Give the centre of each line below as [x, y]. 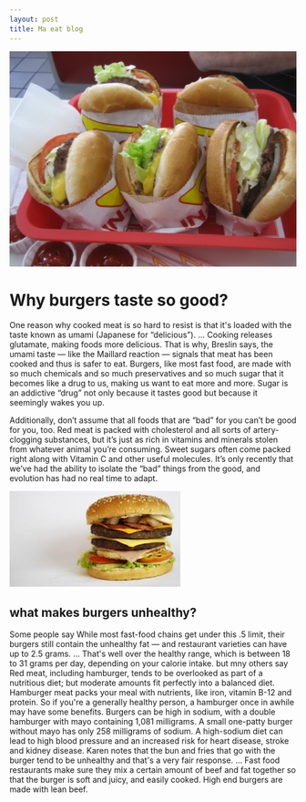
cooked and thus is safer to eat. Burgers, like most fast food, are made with [150, 364]
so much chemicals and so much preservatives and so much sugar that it [147, 374]
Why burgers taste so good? [119, 300]
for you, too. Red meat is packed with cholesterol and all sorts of [131, 430]
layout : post [34, 19]
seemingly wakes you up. [57, 403]
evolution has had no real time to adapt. [83, 478]
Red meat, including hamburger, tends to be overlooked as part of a [136, 673]
